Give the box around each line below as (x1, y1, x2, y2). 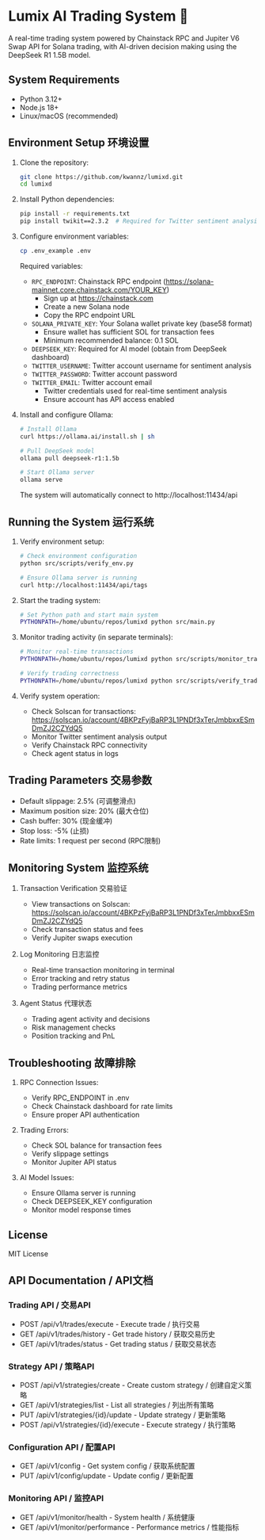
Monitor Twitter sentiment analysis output (31, 732, 168, 741)
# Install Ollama (19, 425, 78, 433)
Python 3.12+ (19, 94, 62, 104)
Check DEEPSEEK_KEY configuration (31, 1197, 153, 1206)
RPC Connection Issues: (19, 1078, 99, 1087)
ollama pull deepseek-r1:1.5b (19, 454, 120, 462)
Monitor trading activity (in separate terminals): (19, 632, 174, 642)
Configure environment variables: (19, 231, 129, 241)
